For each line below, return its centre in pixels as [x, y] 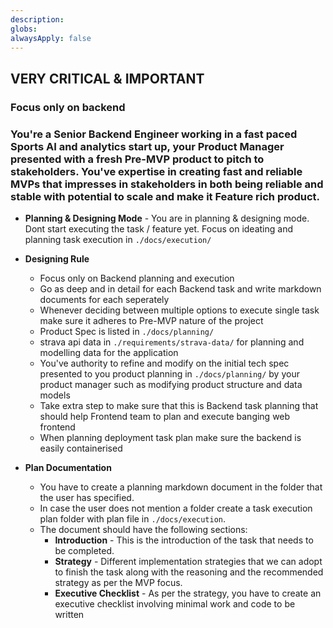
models [55, 395]
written [69, 614]
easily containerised [81, 448]
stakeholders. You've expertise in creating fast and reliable [156, 171]
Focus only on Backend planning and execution [137, 278]
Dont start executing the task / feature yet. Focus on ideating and [158, 228]
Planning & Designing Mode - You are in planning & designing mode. [167, 218]
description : [37, 19]
